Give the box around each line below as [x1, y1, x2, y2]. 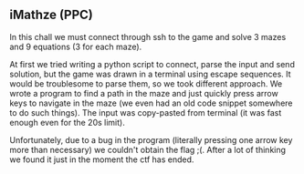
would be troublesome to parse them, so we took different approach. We [9, 77, 283, 89]
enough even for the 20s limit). [9, 117, 125, 128]
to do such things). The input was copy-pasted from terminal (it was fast [9, 107, 282, 118]
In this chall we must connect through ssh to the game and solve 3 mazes [9, 31, 287, 42]
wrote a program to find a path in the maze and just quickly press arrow [9, 87, 278, 98]
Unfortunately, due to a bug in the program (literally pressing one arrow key [9, 134, 293, 145]
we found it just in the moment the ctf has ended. [9, 154, 194, 165]
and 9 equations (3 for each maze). [9, 41, 142, 52]
